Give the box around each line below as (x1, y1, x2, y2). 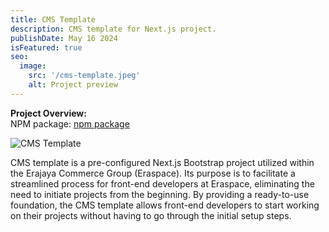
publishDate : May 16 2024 (10, 33, 118, 43)
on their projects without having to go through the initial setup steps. (10, 209, 292, 221)
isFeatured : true (10, 42, 83, 53)
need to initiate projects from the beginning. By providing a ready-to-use (10, 188, 310, 200)
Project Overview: (10, 107, 87, 119)
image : (19, 61, 47, 71)
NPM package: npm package (10, 117, 130, 130)
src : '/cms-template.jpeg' (28, 71, 141, 81)
